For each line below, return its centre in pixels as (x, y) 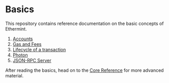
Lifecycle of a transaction (39, 49)
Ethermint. (16, 29)
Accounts (23, 39)
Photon (20, 55)
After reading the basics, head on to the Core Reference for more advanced (84, 70)
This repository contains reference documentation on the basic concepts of (84, 23)
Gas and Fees (27, 44)
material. (15, 75)
